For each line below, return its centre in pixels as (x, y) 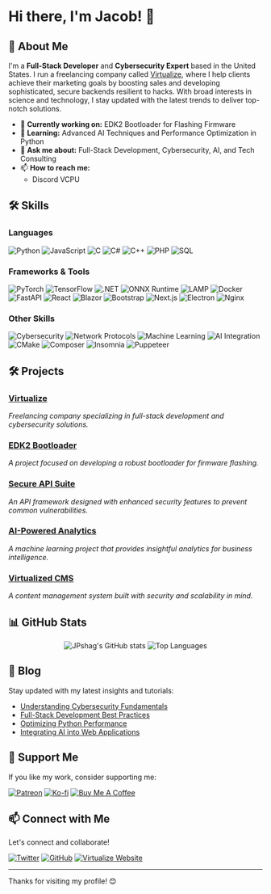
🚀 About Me (38, 46)
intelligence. (29, 557)
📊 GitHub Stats (48, 622)
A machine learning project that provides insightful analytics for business (130, 548)
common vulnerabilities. (48, 510)
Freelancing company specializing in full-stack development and (116, 415)
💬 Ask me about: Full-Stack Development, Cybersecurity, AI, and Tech (137, 150)
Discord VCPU (56, 179)
